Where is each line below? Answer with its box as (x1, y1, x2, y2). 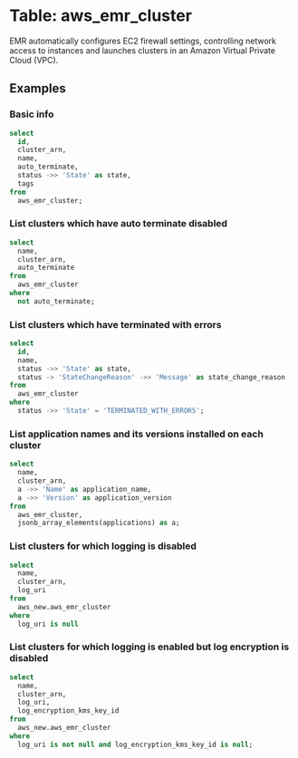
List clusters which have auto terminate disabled (9, 217, 228, 230)
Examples (9, 81, 66, 96)
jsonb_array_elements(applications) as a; (17, 518, 180, 528)
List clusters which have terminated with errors (9, 318, 222, 331)
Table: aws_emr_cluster (9, 5, 193, 26)
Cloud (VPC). (9, 54, 59, 65)
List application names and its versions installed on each (9, 427, 264, 440)
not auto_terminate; (17, 296, 95, 306)
